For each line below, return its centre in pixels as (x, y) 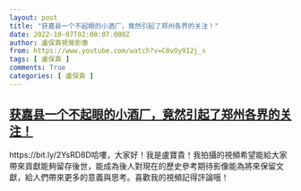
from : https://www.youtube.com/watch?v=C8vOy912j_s (107, 51)
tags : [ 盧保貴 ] (39, 59)
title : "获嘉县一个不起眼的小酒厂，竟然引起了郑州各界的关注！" (114, 26)
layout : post (34, 17)
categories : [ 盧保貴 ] (52, 76)
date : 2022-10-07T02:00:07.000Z (69, 34)
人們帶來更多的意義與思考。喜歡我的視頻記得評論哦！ (131, 177)
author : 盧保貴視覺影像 (49, 43)
